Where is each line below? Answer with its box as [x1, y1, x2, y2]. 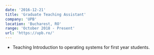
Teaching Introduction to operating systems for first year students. [12, 44, 150, 50]
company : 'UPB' [5, 16, 37, 21]
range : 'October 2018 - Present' [5, 26, 75, 31]
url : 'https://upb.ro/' [5, 30, 55, 35]
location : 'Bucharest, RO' [5, 21, 62, 26]
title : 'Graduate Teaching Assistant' [5, 12, 86, 17]
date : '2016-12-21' [5, 7, 46, 12]
